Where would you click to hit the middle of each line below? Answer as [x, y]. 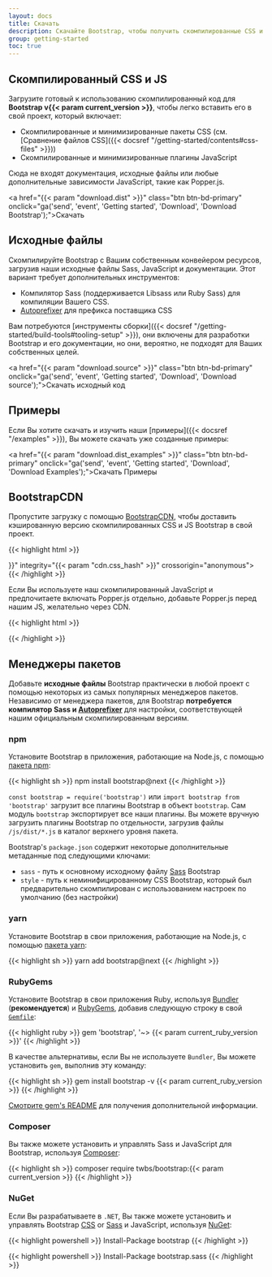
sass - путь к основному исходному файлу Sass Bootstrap [120, 872]
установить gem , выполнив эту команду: [78, 1066]
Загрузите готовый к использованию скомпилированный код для [122, 98]
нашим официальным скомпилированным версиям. [99, 718]
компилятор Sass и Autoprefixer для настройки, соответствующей [125, 710]
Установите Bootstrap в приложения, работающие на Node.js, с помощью [136, 757]
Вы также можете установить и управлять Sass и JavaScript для [120, 1144]
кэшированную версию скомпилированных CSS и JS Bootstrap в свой [131, 526]
